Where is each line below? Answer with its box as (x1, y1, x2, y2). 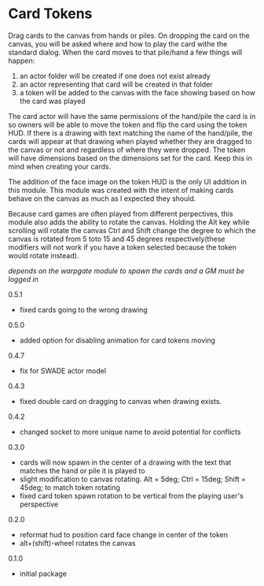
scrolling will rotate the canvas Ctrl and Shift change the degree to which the (8, 225, 256, 235)
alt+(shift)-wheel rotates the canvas (19, 538, 136, 547)
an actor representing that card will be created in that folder (19, 80, 214, 89)
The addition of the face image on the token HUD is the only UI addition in (8, 176, 247, 186)
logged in (8, 274, 39, 284)
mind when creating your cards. (8, 161, 112, 171)
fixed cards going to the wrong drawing (19, 305, 148, 314)
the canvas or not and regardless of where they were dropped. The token (8, 145, 246, 154)
